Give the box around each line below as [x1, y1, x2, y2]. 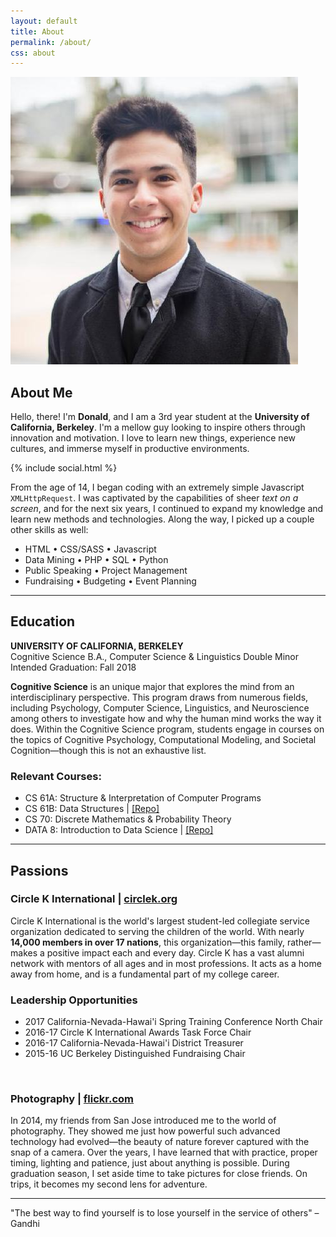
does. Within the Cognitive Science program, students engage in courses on [10, 723, 325, 735]
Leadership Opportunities [10, 993, 138, 1007]
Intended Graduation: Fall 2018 [10, 661, 137, 673]
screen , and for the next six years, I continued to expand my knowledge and [10, 503, 324, 515]
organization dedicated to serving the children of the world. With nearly [10, 925, 305, 937]
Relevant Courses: [10, 769, 102, 783]
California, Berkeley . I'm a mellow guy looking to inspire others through [10, 421, 306, 434]
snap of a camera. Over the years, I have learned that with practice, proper [10, 1146, 318, 1159]
